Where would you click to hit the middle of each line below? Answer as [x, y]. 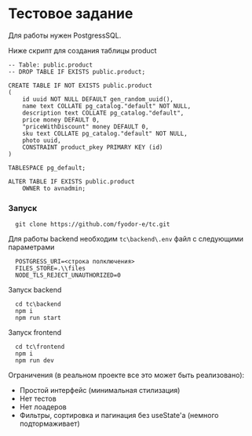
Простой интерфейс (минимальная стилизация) [100, 391]
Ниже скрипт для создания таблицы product [82, 50]
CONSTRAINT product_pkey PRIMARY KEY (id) [93, 147]
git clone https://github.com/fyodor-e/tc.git [93, 224]
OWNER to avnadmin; [54, 188]
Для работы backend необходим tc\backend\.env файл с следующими [126, 239]
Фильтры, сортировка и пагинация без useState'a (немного [119, 416]
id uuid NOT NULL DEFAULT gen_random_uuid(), [98, 99]
